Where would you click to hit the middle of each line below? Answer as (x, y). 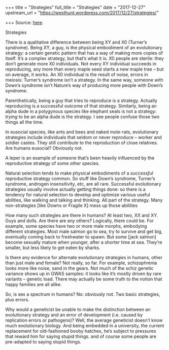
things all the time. (25, 122)
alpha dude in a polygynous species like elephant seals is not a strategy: (81, 111)
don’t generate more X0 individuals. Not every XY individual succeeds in (81, 64)
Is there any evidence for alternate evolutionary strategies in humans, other (84, 257)
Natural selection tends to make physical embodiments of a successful (79, 173)
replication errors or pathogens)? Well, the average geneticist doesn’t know (84, 320)
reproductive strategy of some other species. (53, 163)
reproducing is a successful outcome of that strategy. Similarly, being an (81, 106)
